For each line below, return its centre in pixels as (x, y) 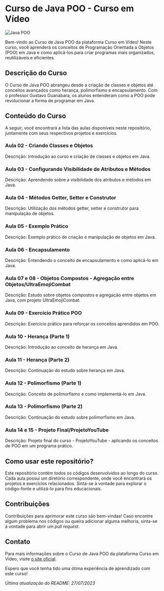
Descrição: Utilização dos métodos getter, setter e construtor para (72, 208)
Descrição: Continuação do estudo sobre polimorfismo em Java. (70, 417)
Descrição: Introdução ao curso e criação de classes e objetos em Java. (78, 156)
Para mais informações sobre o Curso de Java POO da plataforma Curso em (82, 553)
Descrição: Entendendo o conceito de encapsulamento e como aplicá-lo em (82, 260)
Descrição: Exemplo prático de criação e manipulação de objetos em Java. (81, 237)
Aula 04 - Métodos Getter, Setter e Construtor (61, 198)
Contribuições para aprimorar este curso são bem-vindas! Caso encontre (79, 516)
